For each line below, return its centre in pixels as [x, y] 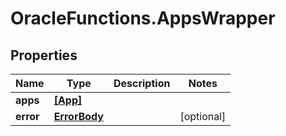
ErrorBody [78, 116]
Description [142, 83]
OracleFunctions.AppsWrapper [143, 18]
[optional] [203, 116]
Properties [44, 55]
